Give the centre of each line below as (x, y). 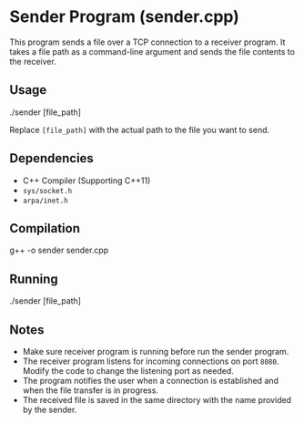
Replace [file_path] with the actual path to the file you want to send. (140, 129)
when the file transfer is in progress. (91, 390)
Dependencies (51, 158)
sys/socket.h (47, 191)
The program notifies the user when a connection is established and (151, 381)
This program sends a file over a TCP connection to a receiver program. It (147, 42)
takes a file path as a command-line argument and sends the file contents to (152, 51)
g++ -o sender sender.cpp (59, 250)
